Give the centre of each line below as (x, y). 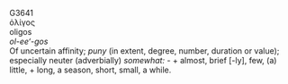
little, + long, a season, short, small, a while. (90, 70)
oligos (21, 32)
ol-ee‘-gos (29, 41)
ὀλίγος (22, 22)
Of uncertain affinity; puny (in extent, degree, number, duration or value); (144, 51)
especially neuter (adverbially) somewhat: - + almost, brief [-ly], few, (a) (143, 60)
